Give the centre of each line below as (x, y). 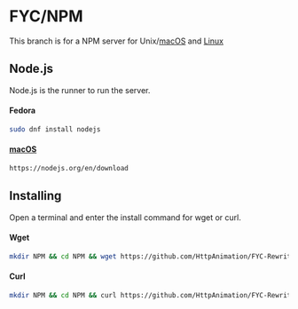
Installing (35, 196)
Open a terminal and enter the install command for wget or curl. (125, 217)
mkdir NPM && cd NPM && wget (63, 256)
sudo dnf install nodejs (55, 129)
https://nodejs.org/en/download (69, 169)
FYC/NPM (46, 16)
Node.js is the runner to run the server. (80, 90)
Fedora (23, 111)
